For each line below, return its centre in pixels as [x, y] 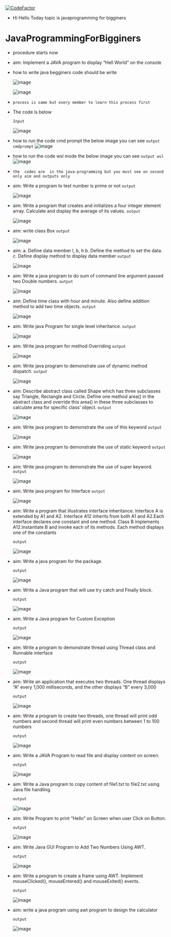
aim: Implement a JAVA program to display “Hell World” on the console [87, 62]
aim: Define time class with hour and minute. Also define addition [81, 301]
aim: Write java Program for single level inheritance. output [74, 326]
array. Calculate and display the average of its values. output [76, 211]
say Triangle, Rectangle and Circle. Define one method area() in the [83, 396]
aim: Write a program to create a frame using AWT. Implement [78, 876]
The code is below [32, 112]
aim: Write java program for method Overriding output [69, 346]
